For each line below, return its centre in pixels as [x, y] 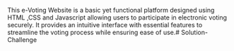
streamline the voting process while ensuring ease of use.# [94, 32]
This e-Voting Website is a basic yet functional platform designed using [111, 10]
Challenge [22, 40]
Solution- [195, 32]
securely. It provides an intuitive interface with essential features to [105, 25]
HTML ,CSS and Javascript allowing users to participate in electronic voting [117, 17]
